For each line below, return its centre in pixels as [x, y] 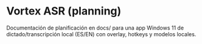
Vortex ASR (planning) [64, 11]
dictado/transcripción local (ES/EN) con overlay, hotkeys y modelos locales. [101, 34]
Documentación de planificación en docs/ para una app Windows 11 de [95, 28]
